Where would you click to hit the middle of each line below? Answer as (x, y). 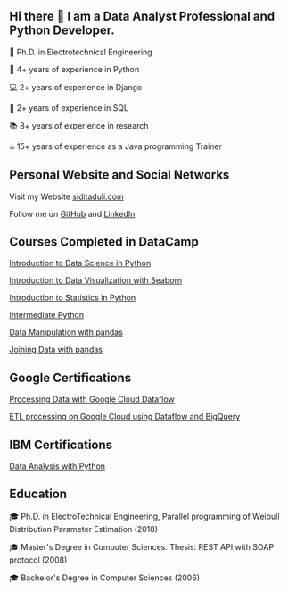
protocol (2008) (38, 560)
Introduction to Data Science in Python (80, 263)
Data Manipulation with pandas (66, 332)
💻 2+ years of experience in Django (76, 87)
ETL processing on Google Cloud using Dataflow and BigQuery (125, 417)
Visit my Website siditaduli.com (66, 196)
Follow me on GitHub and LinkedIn (72, 213)
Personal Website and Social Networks (119, 175)
